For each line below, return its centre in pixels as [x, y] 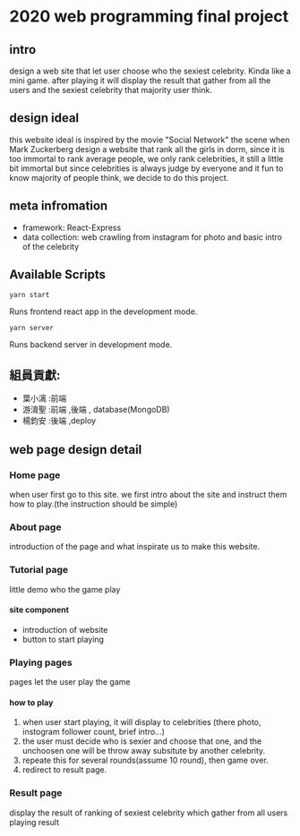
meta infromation [59, 206]
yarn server [31, 328]
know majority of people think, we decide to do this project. [119, 177]
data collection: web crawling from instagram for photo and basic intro [152, 237]
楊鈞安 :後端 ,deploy [59, 421]
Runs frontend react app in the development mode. [103, 311]
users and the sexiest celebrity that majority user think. [111, 90]
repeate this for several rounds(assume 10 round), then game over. [145, 760]
